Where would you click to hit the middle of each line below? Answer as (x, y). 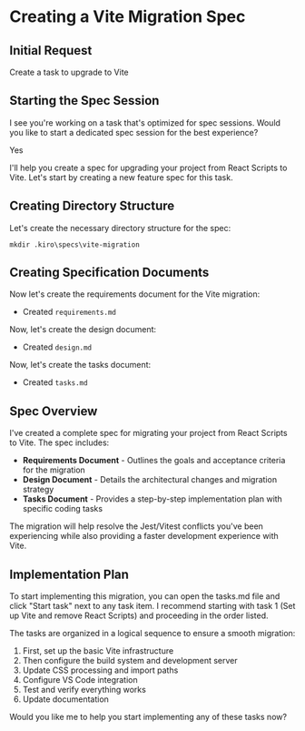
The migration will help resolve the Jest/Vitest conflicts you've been (136, 526)
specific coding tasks (62, 509)
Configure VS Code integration (80, 680)
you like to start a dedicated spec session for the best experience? (134, 132)
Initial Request (51, 51)
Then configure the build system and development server (130, 661)
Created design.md (57, 347)
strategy (38, 490)
